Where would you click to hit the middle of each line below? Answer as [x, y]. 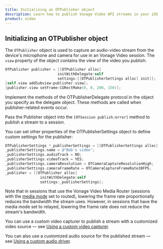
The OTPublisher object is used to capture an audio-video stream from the [80, 50]
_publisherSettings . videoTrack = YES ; [44, 159]
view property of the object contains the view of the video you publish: [76, 61]
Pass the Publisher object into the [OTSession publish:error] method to [78, 117]
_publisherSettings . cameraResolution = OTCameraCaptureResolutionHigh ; [79, 164]
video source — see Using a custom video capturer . [57, 227]
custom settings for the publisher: [39, 137]
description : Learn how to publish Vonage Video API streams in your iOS [82, 14]
